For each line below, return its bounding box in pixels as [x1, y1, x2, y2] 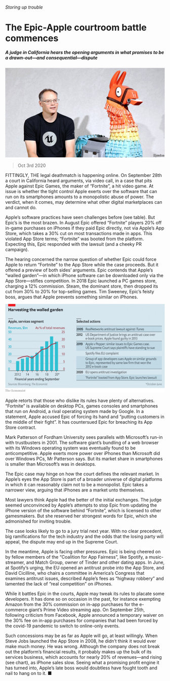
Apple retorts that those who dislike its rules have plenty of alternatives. [5, 397, 155, 403]
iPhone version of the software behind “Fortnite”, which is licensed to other [5, 507, 161, 513]
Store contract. [5, 424, 36, 430]
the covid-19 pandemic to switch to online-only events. [5, 622, 120, 629]
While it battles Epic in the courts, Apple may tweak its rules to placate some [5, 591, 165, 597]
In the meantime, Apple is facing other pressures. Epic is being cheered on [5, 549, 161, 555]
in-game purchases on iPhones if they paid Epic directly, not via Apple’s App [5, 225, 164, 231]
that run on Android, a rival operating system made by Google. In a [5, 408, 144, 414]
